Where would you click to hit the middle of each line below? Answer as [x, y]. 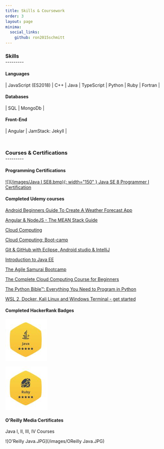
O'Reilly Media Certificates [34, 420]
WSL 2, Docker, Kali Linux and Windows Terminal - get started [71, 299]
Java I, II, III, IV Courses [30, 431]
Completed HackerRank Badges [40, 311]
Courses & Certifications [36, 153]
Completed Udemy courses [35, 199]
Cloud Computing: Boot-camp [37, 240]
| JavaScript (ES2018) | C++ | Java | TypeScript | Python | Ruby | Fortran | [83, 85]
